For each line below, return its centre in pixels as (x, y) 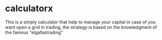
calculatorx (29, 9)
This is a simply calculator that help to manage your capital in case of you (80, 22)
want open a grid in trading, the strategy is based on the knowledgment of (81, 27)
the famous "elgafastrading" (34, 32)
